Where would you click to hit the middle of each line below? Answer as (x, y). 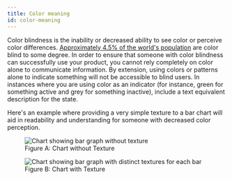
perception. (24, 127)
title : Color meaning (39, 14)
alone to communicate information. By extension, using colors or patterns (113, 69)
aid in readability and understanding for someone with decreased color (109, 120)
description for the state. (42, 99)
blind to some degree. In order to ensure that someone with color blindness (115, 55)
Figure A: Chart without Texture (70, 148)
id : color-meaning (34, 20)
